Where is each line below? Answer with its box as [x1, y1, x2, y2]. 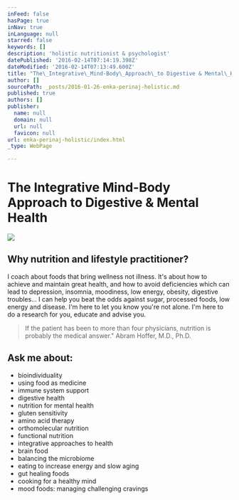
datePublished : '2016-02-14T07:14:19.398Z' [7, 57, 139, 64]
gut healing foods [17, 469, 70, 477]
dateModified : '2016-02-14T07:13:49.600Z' [7, 63, 135, 70]
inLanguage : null [7, 30, 59, 38]
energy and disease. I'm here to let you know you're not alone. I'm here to [7, 302, 224, 311]
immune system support [17, 385, 90, 395]
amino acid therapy [17, 416, 75, 425]
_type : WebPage [7, 143, 53, 150]
